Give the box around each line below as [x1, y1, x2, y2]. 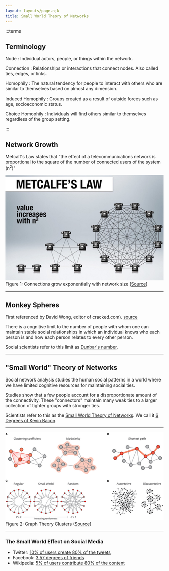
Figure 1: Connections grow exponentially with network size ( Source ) [5, 281, 148, 288]
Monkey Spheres [5, 301, 59, 309]
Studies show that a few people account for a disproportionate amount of [5, 392, 157, 398]
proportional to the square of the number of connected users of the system [5, 159, 161, 165]
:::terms [5, 28, 21, 34]
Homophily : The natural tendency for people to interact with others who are [5, 80, 163, 86]
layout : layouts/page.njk [5, 8, 59, 13]
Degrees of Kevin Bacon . [5, 418, 57, 424]
